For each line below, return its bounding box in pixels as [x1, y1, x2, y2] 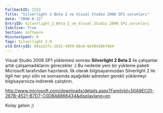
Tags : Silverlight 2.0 [5, 39, 52, 44]
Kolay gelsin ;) [5, 102, 34, 108]
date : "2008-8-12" [5, 16, 43, 21]
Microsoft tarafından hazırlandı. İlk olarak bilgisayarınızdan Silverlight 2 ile [5, 67, 156, 74]
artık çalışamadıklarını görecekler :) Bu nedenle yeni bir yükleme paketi [5, 62, 150, 68]
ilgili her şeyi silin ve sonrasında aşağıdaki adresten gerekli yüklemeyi [5, 73, 147, 79]
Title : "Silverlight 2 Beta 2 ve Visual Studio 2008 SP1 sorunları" [5, 12, 150, 17]
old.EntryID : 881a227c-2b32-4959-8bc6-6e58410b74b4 [5, 44, 114, 49]
